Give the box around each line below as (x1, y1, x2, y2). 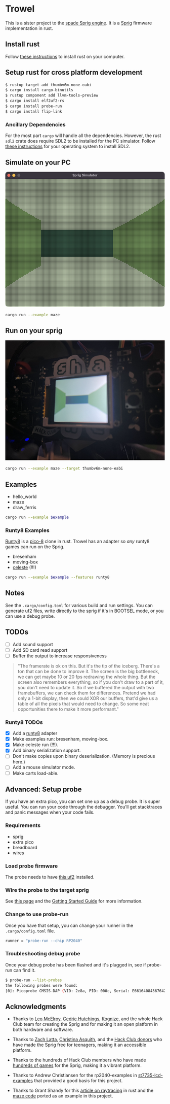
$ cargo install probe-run (5, 104, 62, 109)
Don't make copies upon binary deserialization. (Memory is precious (12, 753, 155, 759)
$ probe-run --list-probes (5, 978, 62, 983)
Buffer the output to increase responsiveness (12, 653, 107, 659)
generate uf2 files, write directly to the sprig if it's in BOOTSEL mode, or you (5, 608, 164, 614)
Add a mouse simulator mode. (12, 764, 75, 771)
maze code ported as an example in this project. (12, 1093, 113, 1099)
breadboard (12, 844, 37, 850)
